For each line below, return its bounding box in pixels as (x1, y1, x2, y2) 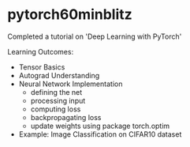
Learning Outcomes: (7, 47, 74, 56)
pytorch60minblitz (7, 6, 133, 24)
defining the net (30, 87, 83, 96)
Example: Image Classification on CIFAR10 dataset (18, 129, 182, 139)
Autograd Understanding (18, 70, 100, 80)
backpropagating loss (30, 112, 102, 122)
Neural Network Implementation (18, 79, 123, 89)
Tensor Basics (18, 62, 65, 72)
